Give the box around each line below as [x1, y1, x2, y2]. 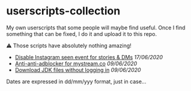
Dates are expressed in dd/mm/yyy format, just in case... [6, 78, 147, 85]
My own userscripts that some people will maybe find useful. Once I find [6, 24, 186, 31]
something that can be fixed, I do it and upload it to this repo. [6, 30, 157, 37]
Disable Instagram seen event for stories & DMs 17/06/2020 [14, 53, 163, 60]
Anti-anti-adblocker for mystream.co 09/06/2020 [14, 60, 138, 67]
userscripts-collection [6, 4, 121, 18]
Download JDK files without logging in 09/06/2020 [14, 66, 141, 73]
